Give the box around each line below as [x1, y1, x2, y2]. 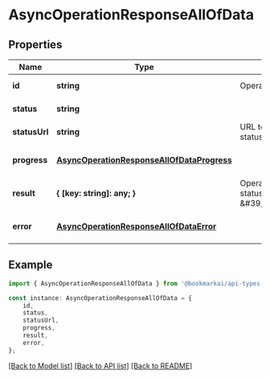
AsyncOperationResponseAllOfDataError [55, 221, 217, 232]
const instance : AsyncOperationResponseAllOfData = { [8, 294, 193, 302]
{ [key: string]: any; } [55, 187, 137, 199]
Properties [8, 38, 63, 51]
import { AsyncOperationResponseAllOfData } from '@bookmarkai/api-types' [8, 279, 264, 287]
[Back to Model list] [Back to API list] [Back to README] [8, 360, 193, 371]
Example [8, 258, 53, 272]
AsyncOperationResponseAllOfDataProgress [55, 154, 233, 166]
